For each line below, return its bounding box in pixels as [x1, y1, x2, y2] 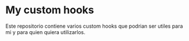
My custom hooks [5, 3, 94, 17]
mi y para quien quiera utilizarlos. [5, 28, 86, 35]
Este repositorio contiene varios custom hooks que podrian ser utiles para [5, 23, 183, 29]
